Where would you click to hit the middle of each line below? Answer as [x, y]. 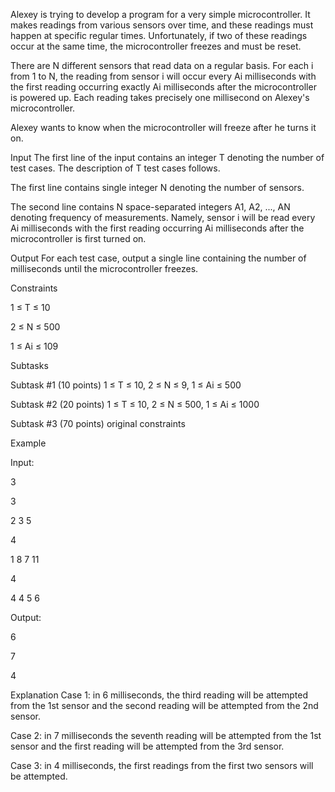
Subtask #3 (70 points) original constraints [98, 423]
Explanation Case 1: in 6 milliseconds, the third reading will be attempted [159, 695]
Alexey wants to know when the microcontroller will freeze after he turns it [163, 127]
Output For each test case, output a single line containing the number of [158, 258]
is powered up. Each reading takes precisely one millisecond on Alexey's [160, 97]
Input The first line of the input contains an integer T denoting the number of [167, 157]
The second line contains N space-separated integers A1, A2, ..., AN [150, 207]
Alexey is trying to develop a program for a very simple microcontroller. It [160, 14]
